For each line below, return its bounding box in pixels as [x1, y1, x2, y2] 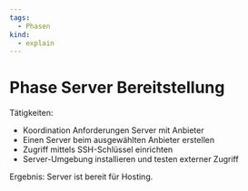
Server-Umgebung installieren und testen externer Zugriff [22, 154, 239, 165]
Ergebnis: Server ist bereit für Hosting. [9, 171, 154, 182]
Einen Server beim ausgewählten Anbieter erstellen [22, 135, 215, 146]
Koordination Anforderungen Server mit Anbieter [22, 125, 204, 136]
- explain [17, 38, 55, 48]
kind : [9, 30, 30, 39]
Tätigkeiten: [9, 108, 54, 119]
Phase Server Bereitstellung [9, 78, 225, 98]
